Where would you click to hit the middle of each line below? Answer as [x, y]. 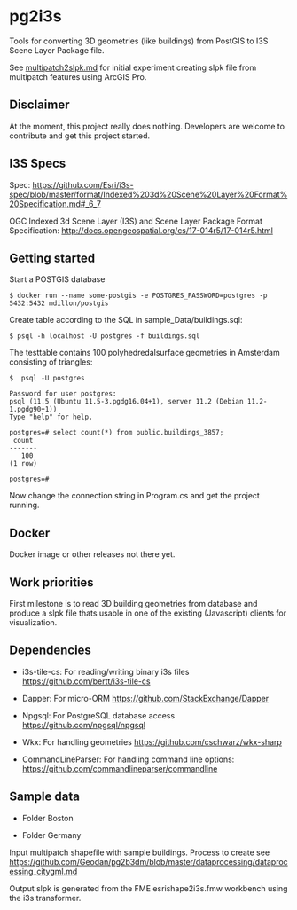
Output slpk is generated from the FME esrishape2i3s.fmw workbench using [148, 888]
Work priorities [52, 582]
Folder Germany [51, 835]
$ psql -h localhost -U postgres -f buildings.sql [105, 336]
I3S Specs [38, 164]
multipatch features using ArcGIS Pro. [78, 76]
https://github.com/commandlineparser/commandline [120, 768]
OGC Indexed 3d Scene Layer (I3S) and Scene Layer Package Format [136, 221]
